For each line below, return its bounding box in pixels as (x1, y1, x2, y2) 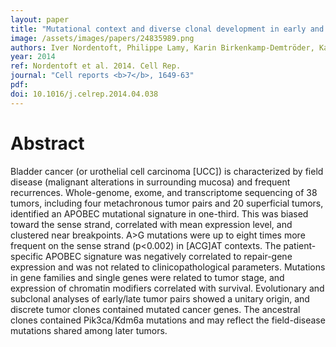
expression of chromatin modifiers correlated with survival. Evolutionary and (10, 282, 325, 294)
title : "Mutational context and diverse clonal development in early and (10, 24, 325, 34)
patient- (283, 239, 317, 251)
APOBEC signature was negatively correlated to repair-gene (45, 250, 293, 262)
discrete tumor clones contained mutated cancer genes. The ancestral (10, 303, 301, 315)
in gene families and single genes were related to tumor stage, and (10, 271, 285, 283)
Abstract (10, 132, 85, 155)
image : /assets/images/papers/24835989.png (10, 33, 195, 43)
